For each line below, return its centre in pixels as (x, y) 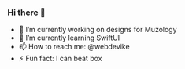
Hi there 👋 (27, 13)
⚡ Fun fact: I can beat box (60, 59)
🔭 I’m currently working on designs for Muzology (98, 30)
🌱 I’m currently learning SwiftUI (69, 38)
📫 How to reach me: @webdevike (74, 47)
